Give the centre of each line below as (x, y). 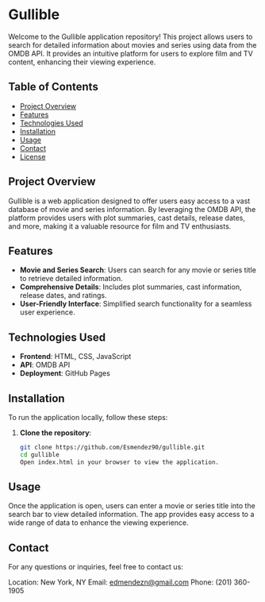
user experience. (47, 312)
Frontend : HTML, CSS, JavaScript (75, 357)
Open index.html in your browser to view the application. (119, 462)
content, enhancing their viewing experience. (82, 62)
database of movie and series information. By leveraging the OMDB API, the (132, 209)
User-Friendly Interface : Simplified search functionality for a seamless (136, 304)
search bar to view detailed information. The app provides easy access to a (131, 515)
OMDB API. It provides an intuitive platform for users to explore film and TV (131, 53)
